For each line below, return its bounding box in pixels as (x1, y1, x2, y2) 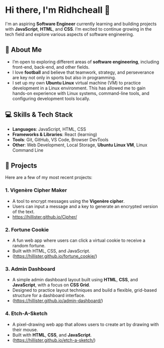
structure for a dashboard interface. (12, 293, 85, 299)
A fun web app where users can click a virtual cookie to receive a (12, 237, 146, 243)
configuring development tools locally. (12, 95, 90, 101)
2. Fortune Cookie (5, 226, 49, 233)
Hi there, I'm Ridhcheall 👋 (5, 4, 110, 16)
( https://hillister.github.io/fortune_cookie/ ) (12, 253, 97, 259)
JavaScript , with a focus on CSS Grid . (12, 282, 90, 288)
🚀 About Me (5, 45, 42, 54)
